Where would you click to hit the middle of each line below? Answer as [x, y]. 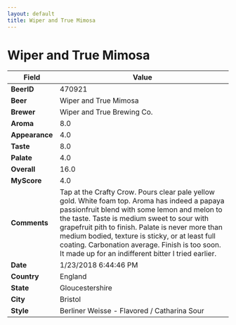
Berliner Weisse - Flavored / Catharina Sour [132, 311]
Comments [30, 223]
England [73, 276]
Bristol [70, 300]
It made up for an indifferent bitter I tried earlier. [138, 254]
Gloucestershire [86, 288]
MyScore [26, 181]
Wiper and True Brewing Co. [106, 112]
